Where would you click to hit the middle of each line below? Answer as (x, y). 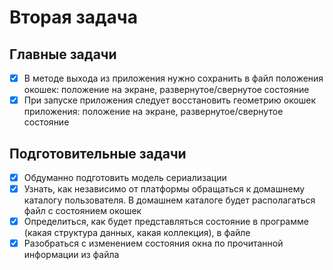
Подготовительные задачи (98, 153)
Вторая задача (73, 17)
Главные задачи (63, 54)
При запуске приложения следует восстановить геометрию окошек (170, 100)
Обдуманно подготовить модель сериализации (125, 177)
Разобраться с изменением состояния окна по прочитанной (153, 243)
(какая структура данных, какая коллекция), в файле (137, 233)
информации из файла (71, 255)
